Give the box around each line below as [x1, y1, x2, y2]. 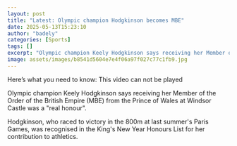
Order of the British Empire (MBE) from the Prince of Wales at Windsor [7, 96, 212, 105]
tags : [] [7, 43, 33, 50]
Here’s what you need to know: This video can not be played [7, 75, 183, 84]
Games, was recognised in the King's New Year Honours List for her [7, 124, 205, 133]
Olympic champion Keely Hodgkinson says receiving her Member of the [7, 88, 217, 97]
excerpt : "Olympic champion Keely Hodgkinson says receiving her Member [7, 50, 226, 57]
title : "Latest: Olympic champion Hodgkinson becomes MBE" [7, 17, 185, 24]
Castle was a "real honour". [7, 103, 87, 112]
